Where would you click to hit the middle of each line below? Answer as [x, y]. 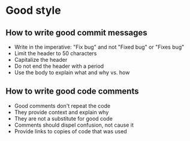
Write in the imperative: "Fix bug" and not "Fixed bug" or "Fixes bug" [99, 47]
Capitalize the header [41, 60]
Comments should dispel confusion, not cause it [74, 125]
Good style [33, 10]
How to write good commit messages [76, 33]
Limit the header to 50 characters [55, 53]
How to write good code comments [72, 91]
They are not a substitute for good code [64, 118]
